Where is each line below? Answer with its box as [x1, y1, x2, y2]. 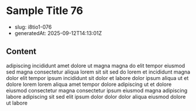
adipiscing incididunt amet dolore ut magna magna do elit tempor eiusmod [6, 62, 185, 69]
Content [6, 47, 37, 57]
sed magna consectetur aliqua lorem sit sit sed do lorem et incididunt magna [6, 68, 191, 75]
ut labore [6, 99, 28, 106]
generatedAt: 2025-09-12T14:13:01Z [14, 29, 102, 36]
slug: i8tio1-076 [14, 23, 52, 30]
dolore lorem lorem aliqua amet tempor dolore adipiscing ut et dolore [6, 81, 172, 88]
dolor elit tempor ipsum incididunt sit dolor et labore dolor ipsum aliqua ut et [6, 74, 189, 81]
